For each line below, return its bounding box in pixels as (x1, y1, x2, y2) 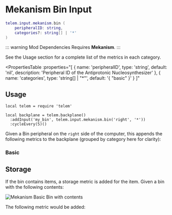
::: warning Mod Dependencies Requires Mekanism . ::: (5, 44, 121, 50)
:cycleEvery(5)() (10, 122, 47, 127)
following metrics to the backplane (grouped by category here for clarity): (5, 136, 161, 142)
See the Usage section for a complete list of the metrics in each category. (5, 54, 161, 60)
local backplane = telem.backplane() (5, 113, 86, 118)
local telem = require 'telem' (5, 104, 72, 109)
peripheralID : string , (14, 25, 63, 30)
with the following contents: (5, 184, 64, 190)
